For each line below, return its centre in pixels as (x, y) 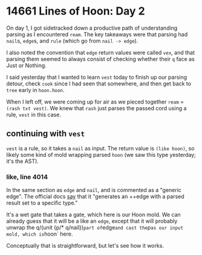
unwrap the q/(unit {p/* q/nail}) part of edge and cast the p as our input (95, 228)
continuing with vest (46, 134)
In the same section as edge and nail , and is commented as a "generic (94, 190)
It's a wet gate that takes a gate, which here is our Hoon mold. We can (94, 215)
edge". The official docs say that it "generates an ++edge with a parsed (95, 197)
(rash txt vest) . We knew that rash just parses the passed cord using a (96, 108)
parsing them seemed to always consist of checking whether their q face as (100, 59)
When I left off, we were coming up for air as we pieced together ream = (95, 102)
